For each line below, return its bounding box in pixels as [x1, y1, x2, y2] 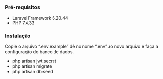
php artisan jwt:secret [12, 58, 56, 64]
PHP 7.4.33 [12, 20, 35, 26]
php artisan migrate [12, 63, 52, 69]
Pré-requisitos [5, 4, 40, 11]
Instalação [5, 32, 31, 39]
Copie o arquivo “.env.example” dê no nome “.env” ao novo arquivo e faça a [5, 43, 158, 49]
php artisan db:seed [12, 68, 53, 74]
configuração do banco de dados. [5, 48, 74, 55]
